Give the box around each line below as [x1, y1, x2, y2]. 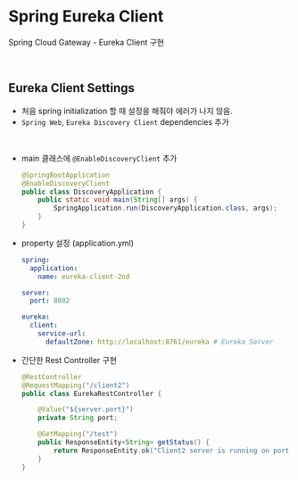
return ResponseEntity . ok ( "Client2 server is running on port [54, 446, 290, 455]
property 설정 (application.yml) [21, 237, 135, 248]
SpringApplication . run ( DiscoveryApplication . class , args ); [54, 203, 278, 213]
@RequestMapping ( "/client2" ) [21, 381, 130, 390]
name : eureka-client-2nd [37, 272, 130, 281]
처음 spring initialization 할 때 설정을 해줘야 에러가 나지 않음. [21, 105, 233, 116]
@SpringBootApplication [21, 170, 111, 179]
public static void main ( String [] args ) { [37, 195, 198, 204]
